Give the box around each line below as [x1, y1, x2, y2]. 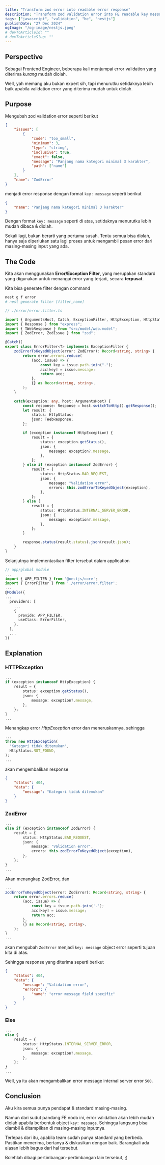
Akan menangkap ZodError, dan [5, 876, 70, 882]
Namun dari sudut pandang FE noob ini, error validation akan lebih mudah [5, 1114, 154, 1120]
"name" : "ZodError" [14, 177, 54, 182]
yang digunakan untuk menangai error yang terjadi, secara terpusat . [5, 276, 144, 282]
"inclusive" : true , [31, 150, 71, 155]
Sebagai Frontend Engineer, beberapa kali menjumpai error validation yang [5, 66, 157, 72]
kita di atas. [5, 949, 28, 955]
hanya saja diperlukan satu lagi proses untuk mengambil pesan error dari [5, 238, 153, 244]
